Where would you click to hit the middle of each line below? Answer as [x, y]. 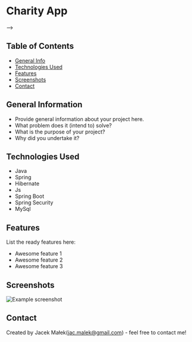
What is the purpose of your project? [60, 132]
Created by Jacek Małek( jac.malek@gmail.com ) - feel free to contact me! [96, 332]
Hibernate [27, 184]
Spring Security [34, 203]
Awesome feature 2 [39, 260]
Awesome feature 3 [39, 266]
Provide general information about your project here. [79, 119]
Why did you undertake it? [47, 138]
